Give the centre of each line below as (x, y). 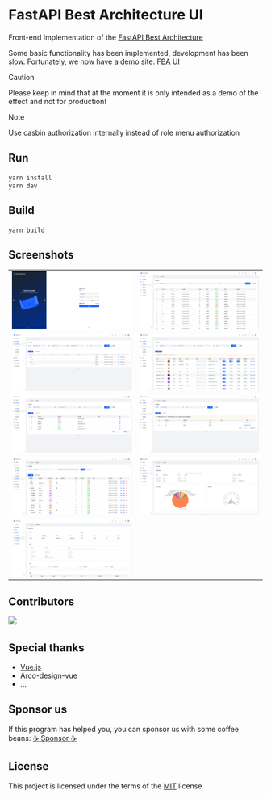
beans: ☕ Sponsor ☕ (43, 738)
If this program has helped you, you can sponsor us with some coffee (124, 729)
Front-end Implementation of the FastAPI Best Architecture (106, 37)
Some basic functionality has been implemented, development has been (128, 53)
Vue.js (31, 667)
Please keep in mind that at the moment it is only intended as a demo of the (133, 93)
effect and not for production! (57, 101)
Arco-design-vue (49, 675)
